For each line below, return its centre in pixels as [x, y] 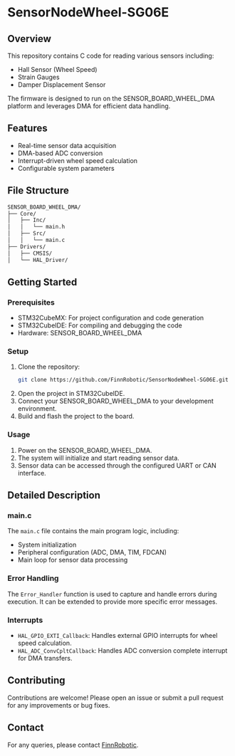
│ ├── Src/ [27, 233]
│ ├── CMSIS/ [30, 253]
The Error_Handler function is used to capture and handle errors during [112, 594]
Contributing [36, 681]
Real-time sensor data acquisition [67, 145]
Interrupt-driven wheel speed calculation [77, 160]
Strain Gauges [38, 77]
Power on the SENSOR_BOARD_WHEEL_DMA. [85, 450]
